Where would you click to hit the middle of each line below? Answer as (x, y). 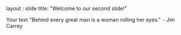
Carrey (14, 26)
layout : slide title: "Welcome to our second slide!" (67, 8)
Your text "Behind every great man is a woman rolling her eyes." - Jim (90, 20)
